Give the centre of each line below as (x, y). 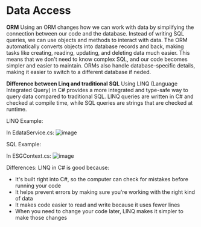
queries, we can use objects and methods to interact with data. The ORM (97, 40)
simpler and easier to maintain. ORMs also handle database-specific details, (101, 65)
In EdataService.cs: (30, 132)
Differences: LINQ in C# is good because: (58, 167)
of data (24, 198)
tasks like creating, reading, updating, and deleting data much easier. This (98, 52)
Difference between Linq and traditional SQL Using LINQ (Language (92, 83)
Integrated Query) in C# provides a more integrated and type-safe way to (97, 90)
